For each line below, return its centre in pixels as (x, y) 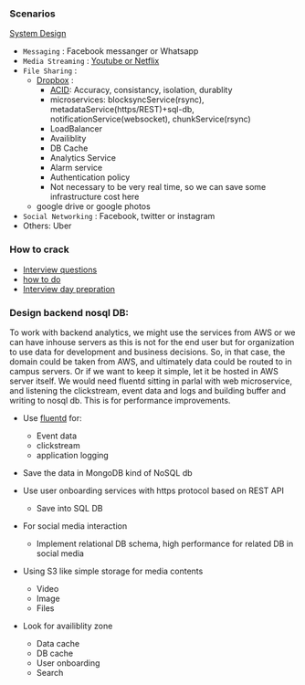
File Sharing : (50, 70)
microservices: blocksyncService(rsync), (127, 100)
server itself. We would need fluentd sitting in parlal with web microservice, (151, 381)
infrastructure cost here (95, 197)
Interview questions (60, 269)
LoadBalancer (76, 129)
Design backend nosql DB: (69, 312)
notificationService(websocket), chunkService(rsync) (150, 119)
